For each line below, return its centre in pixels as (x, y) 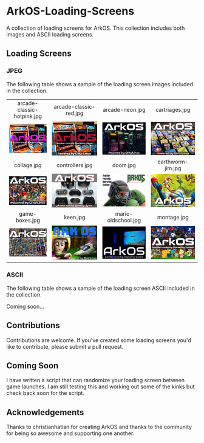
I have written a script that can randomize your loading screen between (96, 380)
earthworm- (173, 162)
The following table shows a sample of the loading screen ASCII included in (101, 288)
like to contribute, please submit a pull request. (65, 346)
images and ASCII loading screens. (50, 34)
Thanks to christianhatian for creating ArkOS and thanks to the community (99, 427)
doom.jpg (124, 165)
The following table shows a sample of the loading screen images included (100, 84)
